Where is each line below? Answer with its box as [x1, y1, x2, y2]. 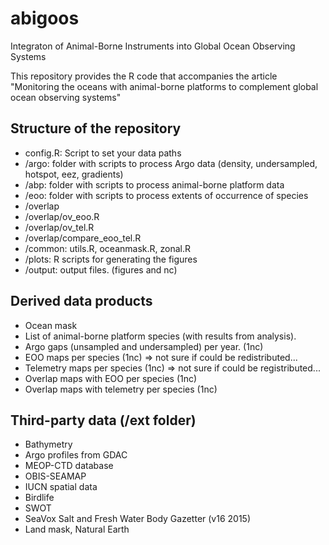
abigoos [10, 7, 80, 30]
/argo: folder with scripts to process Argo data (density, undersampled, [24, 157, 318, 169]
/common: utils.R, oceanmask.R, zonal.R [24, 242, 191, 254]
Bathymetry [24, 438, 73, 451]
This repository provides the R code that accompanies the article [10, 70, 278, 82]
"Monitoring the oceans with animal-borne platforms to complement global [10, 80, 319, 92]
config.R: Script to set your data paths [24, 147, 182, 159]
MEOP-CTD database [24, 460, 114, 472]
